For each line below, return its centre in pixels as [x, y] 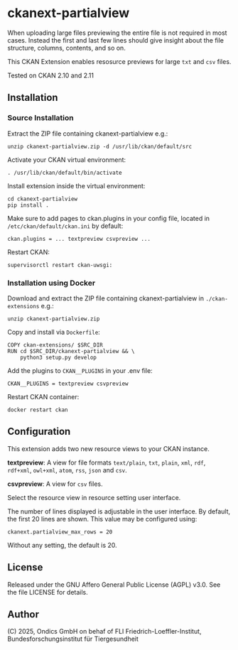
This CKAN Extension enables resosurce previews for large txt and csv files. [119, 61]
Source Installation [40, 118]
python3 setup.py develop [59, 357]
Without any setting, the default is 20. [62, 545]
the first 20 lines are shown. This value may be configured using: [102, 519]
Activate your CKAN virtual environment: [67, 159]
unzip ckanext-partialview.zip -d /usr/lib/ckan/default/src [100, 146]
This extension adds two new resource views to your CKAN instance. [108, 448]
